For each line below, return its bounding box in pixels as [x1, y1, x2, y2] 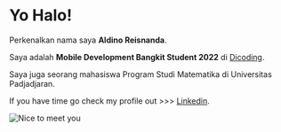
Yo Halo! [9, 5, 73, 26]
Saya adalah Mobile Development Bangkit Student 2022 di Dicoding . [9, 51, 265, 62]
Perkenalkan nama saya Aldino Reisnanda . [9, 35, 167, 45]
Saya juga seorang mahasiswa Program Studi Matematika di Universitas [9, 68, 273, 80]
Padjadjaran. [9, 78, 55, 89]
